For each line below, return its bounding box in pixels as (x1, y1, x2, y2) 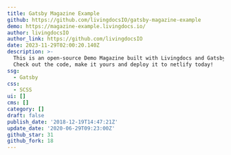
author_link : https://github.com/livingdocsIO (7, 36, 143, 43)
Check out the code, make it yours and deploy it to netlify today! (13, 61, 214, 68)
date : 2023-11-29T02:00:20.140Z (7, 42, 100, 49)
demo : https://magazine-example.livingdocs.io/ (7, 23, 146, 29)
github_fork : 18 (7, 138, 54, 145)
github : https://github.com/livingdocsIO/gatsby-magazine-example (7, 16, 201, 23)
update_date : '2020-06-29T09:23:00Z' (7, 125, 115, 132)
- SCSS (13, 86, 32, 93)
